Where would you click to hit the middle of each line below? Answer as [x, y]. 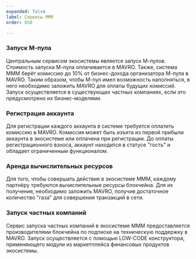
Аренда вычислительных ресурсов [59, 166]
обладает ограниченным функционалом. [57, 151]
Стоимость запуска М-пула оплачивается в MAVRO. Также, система [92, 67]
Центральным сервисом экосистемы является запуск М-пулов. [86, 61]
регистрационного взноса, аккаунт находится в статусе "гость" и [88, 145]
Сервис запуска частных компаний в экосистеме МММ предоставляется [98, 226]
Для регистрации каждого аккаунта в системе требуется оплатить [90, 126]
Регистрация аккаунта [40, 113]
